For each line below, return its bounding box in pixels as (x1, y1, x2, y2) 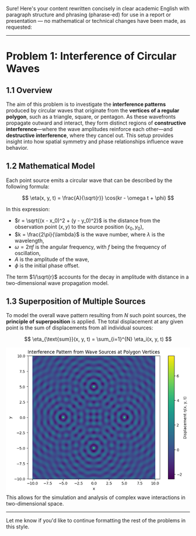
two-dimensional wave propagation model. (6, 279, 109, 286)
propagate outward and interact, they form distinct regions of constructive (6, 119, 187, 126)
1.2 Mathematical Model (6, 161, 95, 171)
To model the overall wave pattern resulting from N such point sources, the (6, 312, 187, 319)
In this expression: (6, 205, 50, 212)
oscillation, (14, 249, 41, 256)
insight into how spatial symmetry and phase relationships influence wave (6, 138, 184, 145)
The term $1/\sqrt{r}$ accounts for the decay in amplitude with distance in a (6, 273, 189, 280)
